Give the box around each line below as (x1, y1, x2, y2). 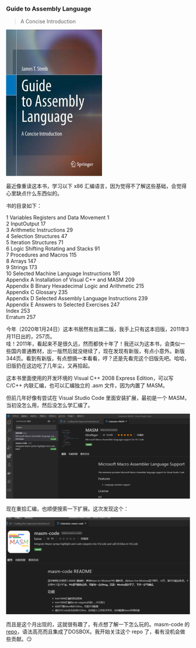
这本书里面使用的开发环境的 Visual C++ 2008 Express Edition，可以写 (6, 375, 174, 382)
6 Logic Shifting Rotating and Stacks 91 (6, 245, 100, 252)
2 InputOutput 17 (6, 220, 46, 227)
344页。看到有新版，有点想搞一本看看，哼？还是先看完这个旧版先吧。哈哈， (6, 355, 190, 362)
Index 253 (6, 307, 30, 314)
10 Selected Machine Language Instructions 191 (6, 270, 120, 277)
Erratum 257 (6, 314, 36, 321)
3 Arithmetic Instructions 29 (6, 227, 73, 234)
